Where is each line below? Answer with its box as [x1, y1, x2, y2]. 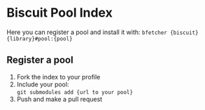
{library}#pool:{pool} [6, 35, 73, 42]
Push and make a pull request [16, 95, 103, 103]
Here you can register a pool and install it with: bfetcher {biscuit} [6, 28, 199, 36]
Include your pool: [16, 80, 69, 88]
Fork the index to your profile [16, 72, 101, 81]
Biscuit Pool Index [6, 5, 113, 21]
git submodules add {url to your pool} [16, 88, 134, 95]
